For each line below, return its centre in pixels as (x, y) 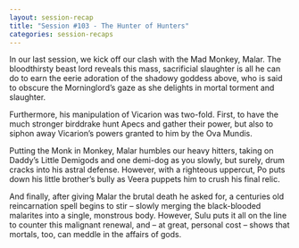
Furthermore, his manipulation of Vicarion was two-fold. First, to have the (144, 115)
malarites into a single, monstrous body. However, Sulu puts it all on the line (148, 216)
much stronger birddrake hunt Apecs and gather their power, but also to (141, 124)
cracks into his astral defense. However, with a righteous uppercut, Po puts (147, 169)
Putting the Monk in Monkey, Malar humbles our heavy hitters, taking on (141, 151)
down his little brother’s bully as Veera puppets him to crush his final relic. (145, 179)
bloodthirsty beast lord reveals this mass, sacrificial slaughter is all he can (145, 69)
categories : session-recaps (62, 34)
